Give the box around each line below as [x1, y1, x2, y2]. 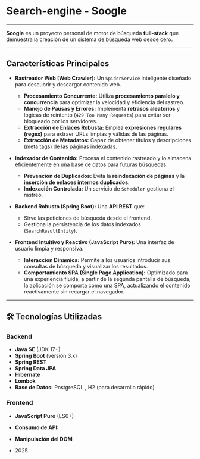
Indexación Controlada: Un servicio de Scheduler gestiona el [23, 185, 174, 192]
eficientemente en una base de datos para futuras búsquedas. [14, 161, 168, 168]
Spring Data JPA [14, 365, 57, 372]
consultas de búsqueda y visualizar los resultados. [23, 263, 148, 270]
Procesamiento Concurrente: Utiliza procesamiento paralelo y [23, 92, 180, 99]
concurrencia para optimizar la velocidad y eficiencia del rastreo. [23, 98, 185, 105]
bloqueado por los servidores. [23, 117, 98, 124]
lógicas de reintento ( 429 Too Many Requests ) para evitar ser [23, 111, 171, 118]
